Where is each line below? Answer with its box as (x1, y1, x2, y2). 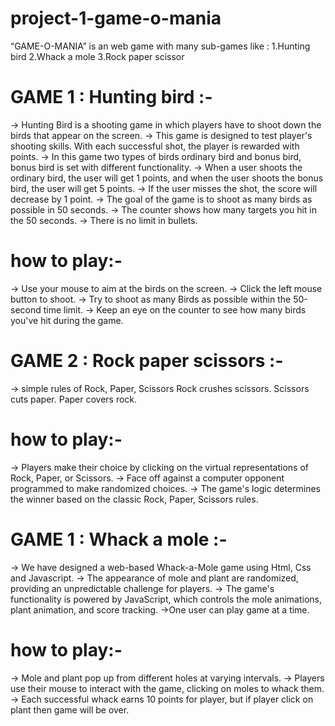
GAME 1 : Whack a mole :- (10, 528, 228, 551)
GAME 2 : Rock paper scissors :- (10, 350, 284, 372)
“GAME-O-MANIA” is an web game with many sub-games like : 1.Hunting (10, 40, 311, 52)
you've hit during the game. (10, 314, 124, 326)
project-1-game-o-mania (10, 7, 222, 30)
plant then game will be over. (10, 703, 130, 716)
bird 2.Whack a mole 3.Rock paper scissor (10, 50, 185, 62)
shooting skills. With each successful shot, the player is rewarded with (10, 140, 300, 152)
